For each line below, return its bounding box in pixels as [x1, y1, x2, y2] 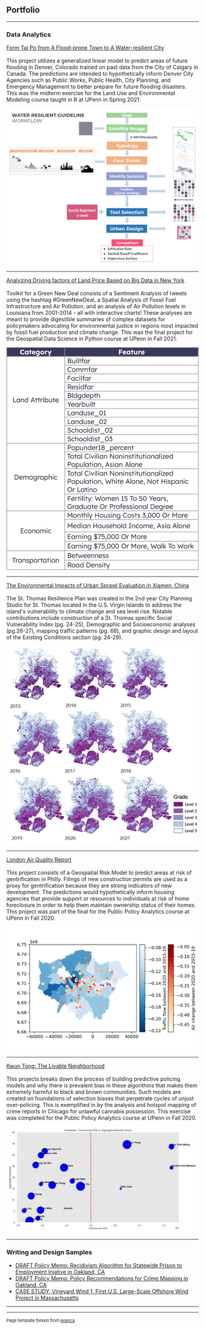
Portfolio [6, 5, 40, 15]
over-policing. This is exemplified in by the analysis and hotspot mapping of [6, 1101, 196, 1109]
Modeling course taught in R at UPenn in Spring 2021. [6, 96, 142, 103]
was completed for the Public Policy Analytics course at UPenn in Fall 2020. [6, 1114, 197, 1122]
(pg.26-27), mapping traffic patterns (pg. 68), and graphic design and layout [6, 627, 198, 635]
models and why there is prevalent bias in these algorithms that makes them [6, 1082, 198, 1089]
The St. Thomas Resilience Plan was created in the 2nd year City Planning [6, 595, 192, 602]
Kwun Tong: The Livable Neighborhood [6, 1062, 105, 1070]
